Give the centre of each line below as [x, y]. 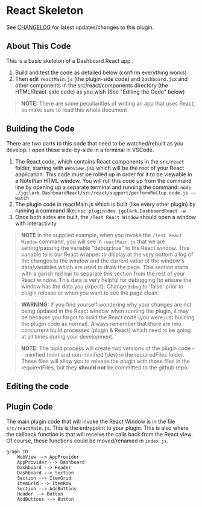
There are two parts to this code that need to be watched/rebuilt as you [95, 143]
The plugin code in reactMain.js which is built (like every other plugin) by [105, 204]
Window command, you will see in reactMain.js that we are [93, 241]
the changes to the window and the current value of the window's [103, 261]
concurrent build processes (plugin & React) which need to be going [106, 330]
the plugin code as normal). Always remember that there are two [101, 324]
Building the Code [41, 129]
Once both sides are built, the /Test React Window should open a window [106, 217]
